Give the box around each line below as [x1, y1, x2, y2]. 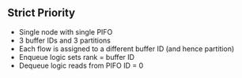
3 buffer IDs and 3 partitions [18, 35, 112, 45]
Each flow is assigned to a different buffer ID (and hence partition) [18, 43, 235, 54]
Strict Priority [7, 6, 76, 20]
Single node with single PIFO [18, 27, 113, 36]
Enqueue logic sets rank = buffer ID [18, 52, 135, 61]
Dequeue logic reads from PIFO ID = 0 [18, 61, 144, 70]
